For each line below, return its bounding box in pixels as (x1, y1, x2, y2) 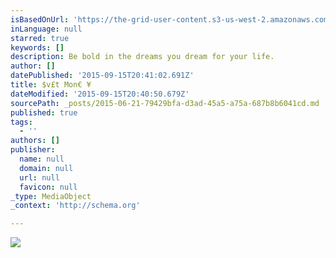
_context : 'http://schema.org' (10, 201, 141, 211)
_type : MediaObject (10, 191, 92, 201)
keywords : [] (10, 42, 65, 53)
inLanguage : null (10, 24, 83, 34)
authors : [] (10, 136, 60, 146)
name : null (19, 154, 65, 164)
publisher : (10, 145, 56, 155)
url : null (19, 172, 60, 183)
